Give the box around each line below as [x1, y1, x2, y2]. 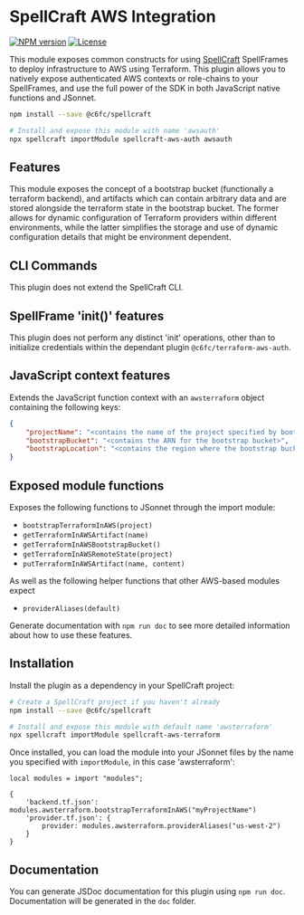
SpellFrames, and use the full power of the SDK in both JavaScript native [9, 82, 280, 93]
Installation [9, 656, 74, 672]
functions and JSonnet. [9, 92, 97, 103]
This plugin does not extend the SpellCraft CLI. [9, 282, 184, 293]
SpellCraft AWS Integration [9, 6, 216, 27]
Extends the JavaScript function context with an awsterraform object [9, 392, 265, 403]
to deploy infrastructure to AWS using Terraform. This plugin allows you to [9, 63, 286, 74]
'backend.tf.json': [25, 798, 100, 807]
